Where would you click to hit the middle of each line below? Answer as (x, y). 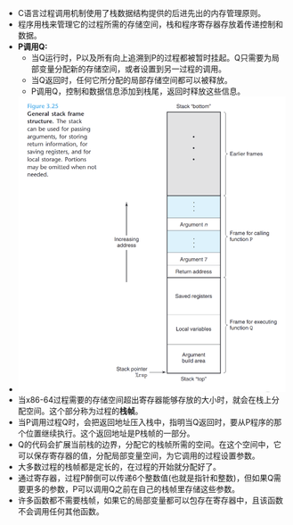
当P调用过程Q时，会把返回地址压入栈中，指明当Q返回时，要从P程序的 (146, 422)
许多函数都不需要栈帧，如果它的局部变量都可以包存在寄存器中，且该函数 (150, 500)
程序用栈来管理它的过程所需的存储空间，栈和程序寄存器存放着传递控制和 (150, 24)
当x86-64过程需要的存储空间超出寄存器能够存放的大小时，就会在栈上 (144, 400)
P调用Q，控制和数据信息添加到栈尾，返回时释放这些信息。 (138, 91)
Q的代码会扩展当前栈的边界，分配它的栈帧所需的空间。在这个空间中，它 (150, 445)
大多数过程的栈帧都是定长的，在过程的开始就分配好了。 (119, 467)
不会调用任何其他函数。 (61, 512)
